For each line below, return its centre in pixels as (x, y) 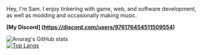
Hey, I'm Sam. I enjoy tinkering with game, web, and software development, (102, 9)
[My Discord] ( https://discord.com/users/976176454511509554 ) (91, 27)
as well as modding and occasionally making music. (72, 15)
